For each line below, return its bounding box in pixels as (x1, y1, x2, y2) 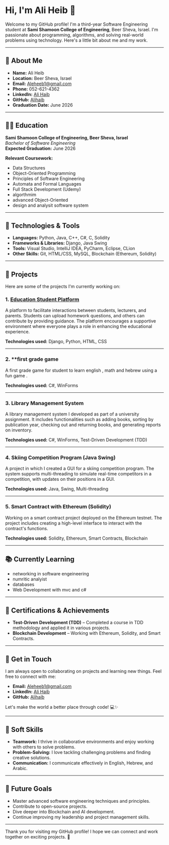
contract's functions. (5, 525, 49, 531)
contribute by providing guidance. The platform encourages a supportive (5, 318, 156, 324)
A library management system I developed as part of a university (5, 411, 139, 417)
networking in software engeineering (12, 571, 90, 577)
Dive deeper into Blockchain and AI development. (12, 808, 115, 814)
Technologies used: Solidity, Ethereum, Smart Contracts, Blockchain (5, 535, 148, 541)
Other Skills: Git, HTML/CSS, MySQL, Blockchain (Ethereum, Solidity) (12, 251, 157, 257)
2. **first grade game (5, 356, 59, 363)
